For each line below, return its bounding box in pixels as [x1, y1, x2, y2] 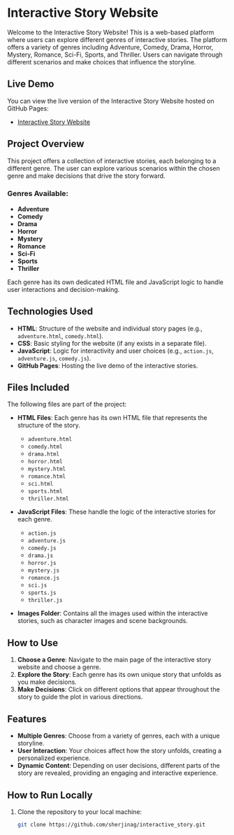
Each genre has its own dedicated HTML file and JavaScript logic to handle [7, 278, 224, 286]
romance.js [27, 575, 60, 582]
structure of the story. [17, 421, 80, 430]
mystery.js [27, 567, 60, 575]
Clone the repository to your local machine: [17, 807, 142, 816]
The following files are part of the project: [7, 400, 127, 409]
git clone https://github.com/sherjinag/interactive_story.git [17, 821, 206, 828]
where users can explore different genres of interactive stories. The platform [7, 35, 228, 43]
